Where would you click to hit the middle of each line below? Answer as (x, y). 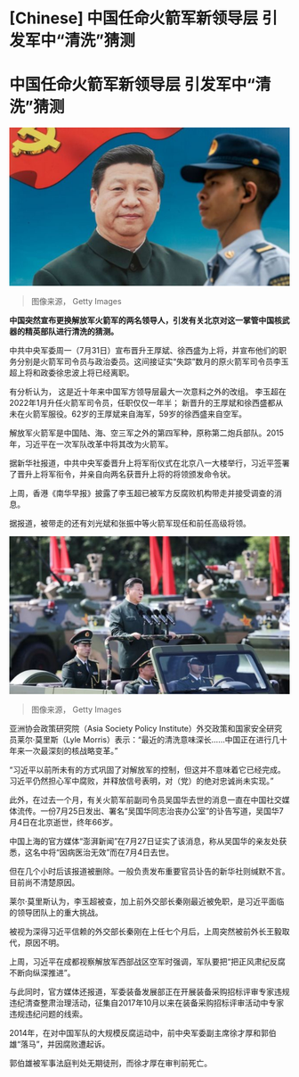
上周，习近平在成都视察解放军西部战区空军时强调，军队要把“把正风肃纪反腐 (148, 962)
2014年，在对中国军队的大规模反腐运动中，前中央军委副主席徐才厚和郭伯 (143, 1033)
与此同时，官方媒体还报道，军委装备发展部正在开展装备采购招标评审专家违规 (149, 992)
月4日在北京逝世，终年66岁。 (64, 823)
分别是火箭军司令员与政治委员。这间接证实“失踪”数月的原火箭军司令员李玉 (153, 361)
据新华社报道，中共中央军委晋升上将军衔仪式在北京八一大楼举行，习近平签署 (149, 463)
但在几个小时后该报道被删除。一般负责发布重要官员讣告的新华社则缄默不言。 (149, 872)
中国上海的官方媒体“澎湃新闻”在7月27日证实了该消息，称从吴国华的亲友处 (144, 841)
